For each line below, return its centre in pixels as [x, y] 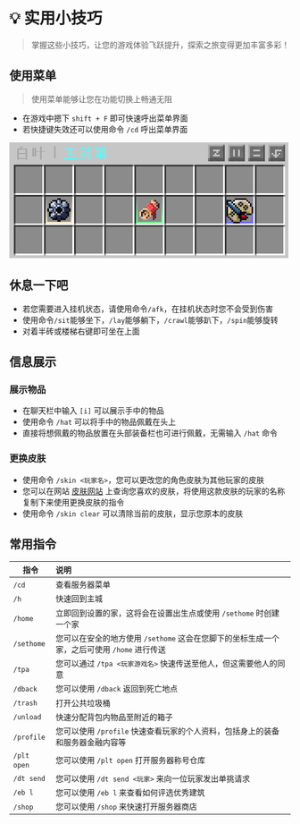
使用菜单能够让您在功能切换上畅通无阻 [101, 98]
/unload [27, 718]
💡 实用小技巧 [56, 18]
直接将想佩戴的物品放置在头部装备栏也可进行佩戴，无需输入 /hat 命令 [150, 433]
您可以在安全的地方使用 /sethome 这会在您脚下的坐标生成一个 [167, 638]
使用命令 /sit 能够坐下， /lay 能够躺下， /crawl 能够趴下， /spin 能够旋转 [150, 319]
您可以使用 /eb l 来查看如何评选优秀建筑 [130, 792]
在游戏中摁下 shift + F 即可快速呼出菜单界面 [105, 118]
